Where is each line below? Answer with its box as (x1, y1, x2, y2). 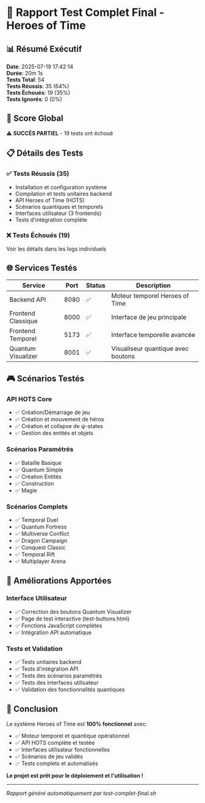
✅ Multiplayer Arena (15, 557, 66, 565)
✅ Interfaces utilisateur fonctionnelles (15, 745, 110, 753)
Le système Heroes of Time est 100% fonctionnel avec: (6, 720, 148, 728)
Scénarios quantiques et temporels (15, 203, 104, 210)
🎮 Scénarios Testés (6, 374, 85, 383)
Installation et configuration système (15, 183, 107, 190)
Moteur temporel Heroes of (111, 291, 189, 300)
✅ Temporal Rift (15, 551, 56, 558)
